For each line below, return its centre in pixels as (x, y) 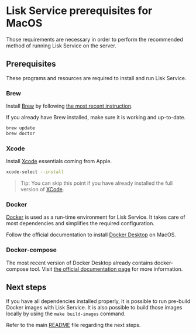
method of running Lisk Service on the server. (61, 46)
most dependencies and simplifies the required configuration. (80, 223)
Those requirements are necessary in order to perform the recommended (94, 39)
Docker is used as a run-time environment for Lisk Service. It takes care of (96, 217)
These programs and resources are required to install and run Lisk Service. (96, 78)
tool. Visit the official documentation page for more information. (106, 269)
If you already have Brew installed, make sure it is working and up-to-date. (96, 118)
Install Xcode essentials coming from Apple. (59, 161)
